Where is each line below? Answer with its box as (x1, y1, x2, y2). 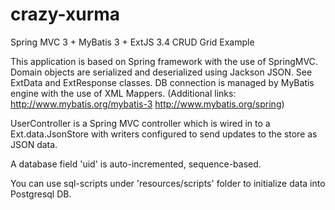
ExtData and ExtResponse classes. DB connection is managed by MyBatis (10, 76, 315, 88)
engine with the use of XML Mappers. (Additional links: (10, 87, 237, 99)
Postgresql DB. (10, 188, 72, 200)
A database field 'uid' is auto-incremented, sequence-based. (10, 158, 262, 170)
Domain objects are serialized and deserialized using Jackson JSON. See (10, 66, 313, 78)
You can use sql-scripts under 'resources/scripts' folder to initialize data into (10, 177, 326, 189)
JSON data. (10, 138, 58, 150)
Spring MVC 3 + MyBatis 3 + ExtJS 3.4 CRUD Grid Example (10, 36, 255, 48)
